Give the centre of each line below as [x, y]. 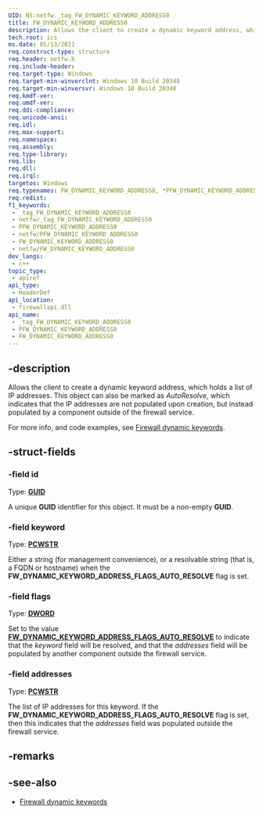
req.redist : [27, 198]
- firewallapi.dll [41, 307]
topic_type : [27, 271]
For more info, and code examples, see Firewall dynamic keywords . [117, 427]
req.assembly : [31, 147]
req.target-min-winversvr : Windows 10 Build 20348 [92, 88]
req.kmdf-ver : [31, 96]
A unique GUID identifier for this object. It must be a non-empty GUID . [121, 506]
